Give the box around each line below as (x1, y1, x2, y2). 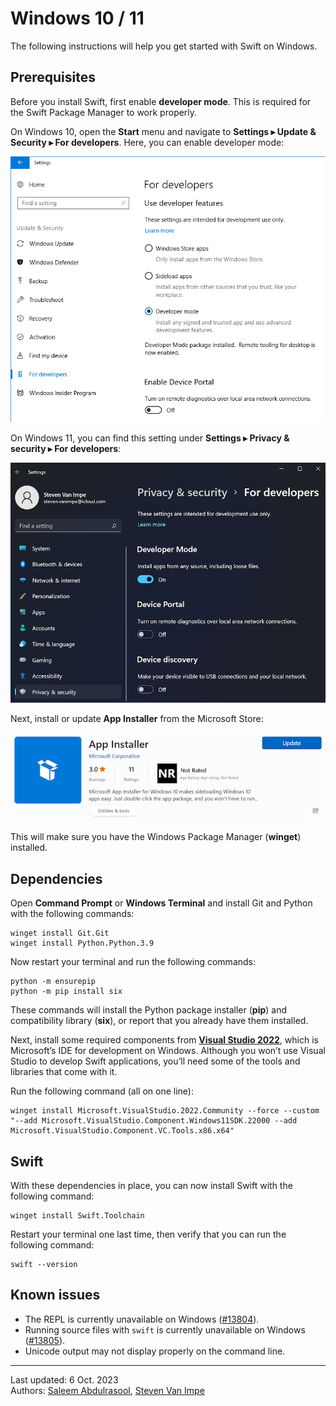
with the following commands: (10, 908, 135, 920)
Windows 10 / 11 (10, 7, 145, 30)
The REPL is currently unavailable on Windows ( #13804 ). (24, 1313, 260, 1325)
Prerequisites (10, 69, 96, 86)
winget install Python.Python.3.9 (10, 938, 155, 949)
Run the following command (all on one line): (10, 1085, 195, 1097)
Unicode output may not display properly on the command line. (24, 1345, 286, 1357)
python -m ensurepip (10, 977, 97, 987)
